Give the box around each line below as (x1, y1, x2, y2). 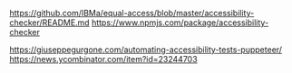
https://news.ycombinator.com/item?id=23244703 (9, 54, 198, 64)
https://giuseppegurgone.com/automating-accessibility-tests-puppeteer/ (9, 44, 283, 55)
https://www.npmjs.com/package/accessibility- (91, 17, 269, 28)
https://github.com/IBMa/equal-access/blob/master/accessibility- (9, 8, 255, 18)
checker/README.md (9, 17, 90, 28)
